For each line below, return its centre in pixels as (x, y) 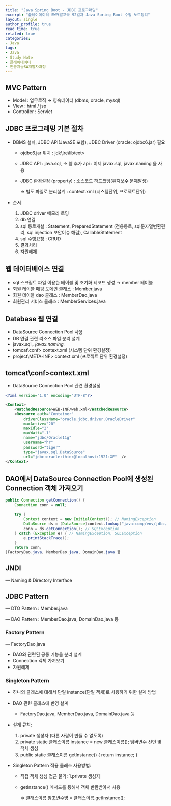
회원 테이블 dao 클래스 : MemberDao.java (55, 295)
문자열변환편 (153, 226)
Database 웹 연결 (32, 319)
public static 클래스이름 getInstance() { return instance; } (79, 755)
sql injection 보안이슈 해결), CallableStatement (75, 232)
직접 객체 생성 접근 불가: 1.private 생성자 (60, 776)
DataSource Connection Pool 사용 (48, 332)
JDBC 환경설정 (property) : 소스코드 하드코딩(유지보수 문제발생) (84, 181)
